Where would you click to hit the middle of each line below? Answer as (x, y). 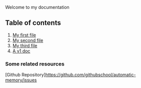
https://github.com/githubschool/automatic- (90, 75)
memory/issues (21, 80)
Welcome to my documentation (37, 7)
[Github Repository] (25, 75)
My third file (25, 45)
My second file (28, 40)
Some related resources (35, 63)
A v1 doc (21, 51)
